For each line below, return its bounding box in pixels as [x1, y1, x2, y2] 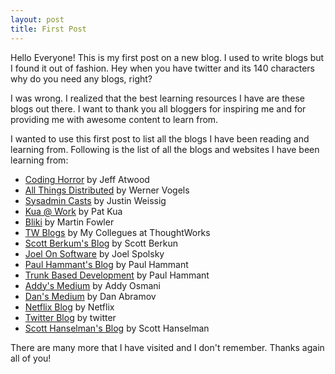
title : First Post [10, 24, 87, 34]
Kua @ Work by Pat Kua [24, 205, 123, 217]
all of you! [10, 352, 52, 364]
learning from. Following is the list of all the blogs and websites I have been [10, 143, 320, 155]
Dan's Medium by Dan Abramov [24, 290, 157, 302]
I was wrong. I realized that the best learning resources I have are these [10, 92, 305, 104]
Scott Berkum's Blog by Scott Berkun [24, 237, 178, 249]
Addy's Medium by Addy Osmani [24, 279, 161, 291]
